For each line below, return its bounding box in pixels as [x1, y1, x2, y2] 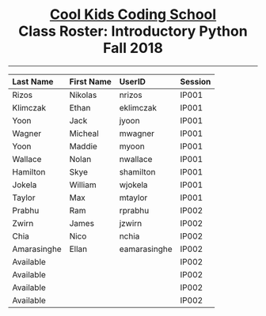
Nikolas [69, 89, 97, 100]
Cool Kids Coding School [49, 6, 217, 24]
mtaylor [119, 192, 148, 203]
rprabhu [119, 205, 150, 216]
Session [180, 76, 211, 87]
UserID [119, 76, 146, 87]
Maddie [69, 141, 97, 152]
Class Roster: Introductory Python [18, 22, 248, 40]
